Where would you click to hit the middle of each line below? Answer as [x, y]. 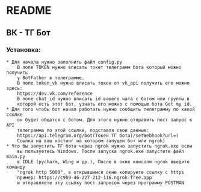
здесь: [14, 88]
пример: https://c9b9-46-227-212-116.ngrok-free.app [85, 178]
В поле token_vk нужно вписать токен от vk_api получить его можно [103, 83]
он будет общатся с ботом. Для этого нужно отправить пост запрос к [105, 120]
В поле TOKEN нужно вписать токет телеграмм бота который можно [99, 67]
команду [16, 167]
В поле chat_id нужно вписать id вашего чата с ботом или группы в [103, 99]
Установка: [23, 50]
